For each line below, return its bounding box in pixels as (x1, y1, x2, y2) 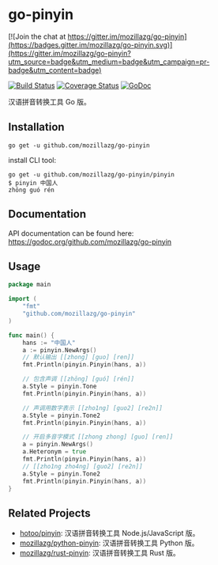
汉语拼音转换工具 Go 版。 (8, 97, 91, 106)
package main (8, 281, 51, 289)
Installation (8, 120, 65, 134)
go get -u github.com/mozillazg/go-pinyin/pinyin (8, 170, 175, 179)
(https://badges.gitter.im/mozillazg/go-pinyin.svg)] (8, 40, 173, 49)
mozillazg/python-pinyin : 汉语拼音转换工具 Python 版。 (19, 538, 199, 548)
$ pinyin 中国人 (8, 179, 58, 187)
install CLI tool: (8, 155, 57, 165)
